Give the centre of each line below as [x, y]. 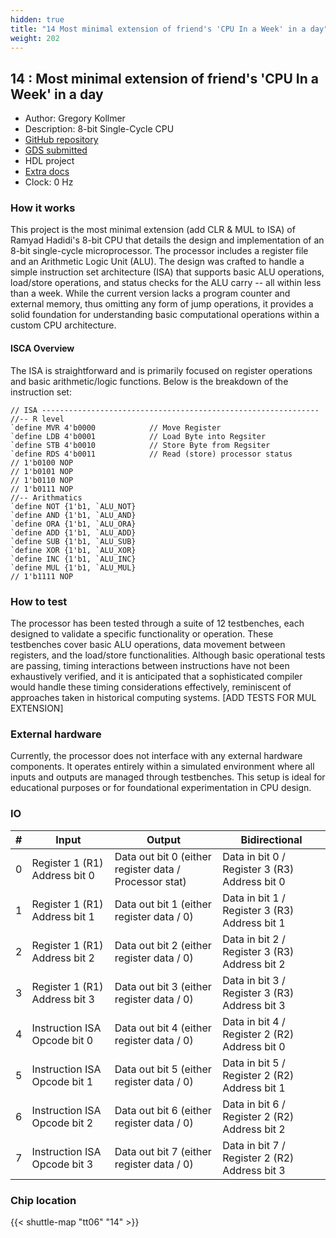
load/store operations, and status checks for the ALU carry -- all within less [166, 283]
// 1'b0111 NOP [42, 489]
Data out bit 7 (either [163, 1151]
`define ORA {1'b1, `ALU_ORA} [73, 524]
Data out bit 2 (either [163, 945]
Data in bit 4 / [254, 1021]
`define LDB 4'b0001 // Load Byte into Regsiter [138, 436]
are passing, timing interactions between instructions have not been [150, 665]
